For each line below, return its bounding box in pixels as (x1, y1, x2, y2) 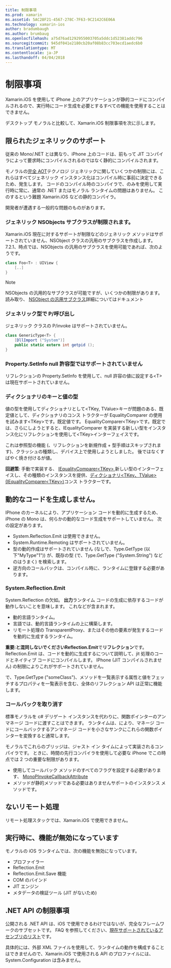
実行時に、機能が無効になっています (5, 834, 119, 842)
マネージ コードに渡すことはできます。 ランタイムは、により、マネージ (5, 720, 155, 726)
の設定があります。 (5, 522, 45, 529)
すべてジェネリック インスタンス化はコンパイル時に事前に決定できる (18, 175, 162, 181)
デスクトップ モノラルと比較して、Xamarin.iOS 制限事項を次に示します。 (5, 120, 158, 126)
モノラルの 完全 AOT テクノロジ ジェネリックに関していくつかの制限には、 (5, 168, 160, 174)
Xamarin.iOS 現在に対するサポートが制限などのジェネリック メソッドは (5, 231, 155, 238)
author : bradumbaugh (5, 27, 50, 32)
